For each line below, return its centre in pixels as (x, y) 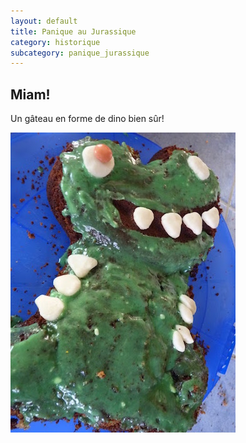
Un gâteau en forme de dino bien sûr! (87, 119)
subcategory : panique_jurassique (80, 53)
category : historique (55, 42)
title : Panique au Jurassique (73, 31)
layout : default (44, 21)
